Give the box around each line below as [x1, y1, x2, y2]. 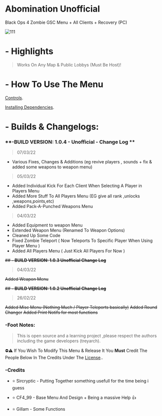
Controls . [5, 95, 23, 100]
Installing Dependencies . [5, 104, 55, 110]
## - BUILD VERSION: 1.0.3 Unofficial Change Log [5, 257, 106, 263]
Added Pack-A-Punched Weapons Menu [12, 204, 93, 209]
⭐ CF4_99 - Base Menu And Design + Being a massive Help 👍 [12, 394, 136, 400]
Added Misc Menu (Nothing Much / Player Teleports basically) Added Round [5, 304, 158, 310]
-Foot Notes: [5, 321, 35, 328]
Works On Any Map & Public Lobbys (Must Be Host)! [16, 62, 122, 67]
